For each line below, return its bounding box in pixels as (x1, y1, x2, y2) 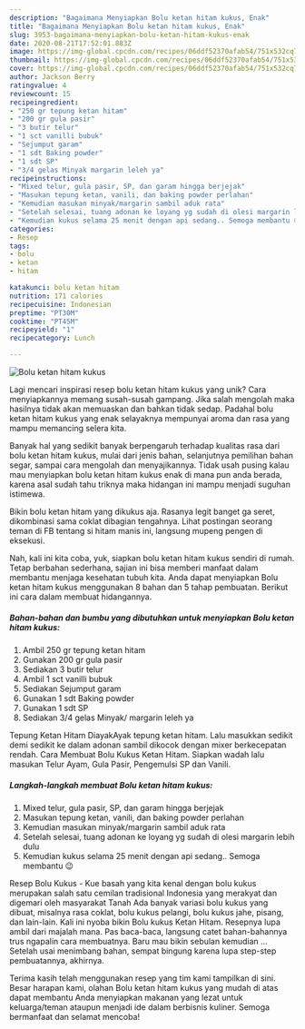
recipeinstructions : (9, 173, 88, 183)
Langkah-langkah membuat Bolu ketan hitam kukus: (9, 779, 213, 790)
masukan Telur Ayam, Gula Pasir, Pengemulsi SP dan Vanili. (9, 758, 231, 769)
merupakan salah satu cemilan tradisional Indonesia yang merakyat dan (9, 887, 278, 898)
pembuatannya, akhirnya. (9, 955, 104, 965)
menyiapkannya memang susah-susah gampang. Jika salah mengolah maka (9, 394, 295, 404)
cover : (9, 64, 34, 74)
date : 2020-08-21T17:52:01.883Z (9, 38, 132, 48)
